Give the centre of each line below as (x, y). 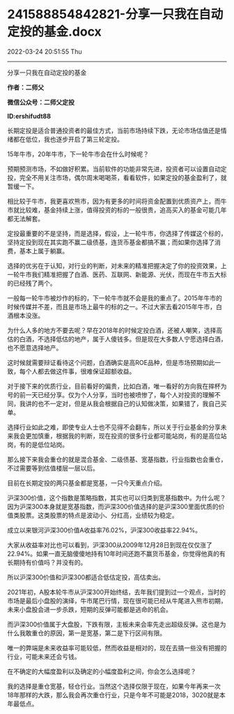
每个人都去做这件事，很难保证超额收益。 (77, 371)
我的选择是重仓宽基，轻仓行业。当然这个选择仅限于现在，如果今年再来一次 (114, 686)
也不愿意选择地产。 (35, 348)
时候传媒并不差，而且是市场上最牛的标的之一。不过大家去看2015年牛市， (112, 306)
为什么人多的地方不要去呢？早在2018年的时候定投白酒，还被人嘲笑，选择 (112, 330)
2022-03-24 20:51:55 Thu (45, 51)
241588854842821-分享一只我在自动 (115, 14)
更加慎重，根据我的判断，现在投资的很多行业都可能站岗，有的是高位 (123, 436)
